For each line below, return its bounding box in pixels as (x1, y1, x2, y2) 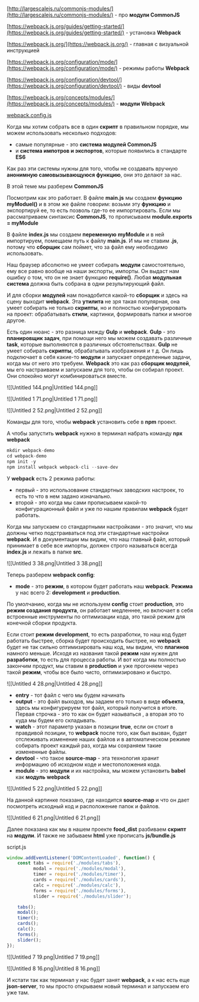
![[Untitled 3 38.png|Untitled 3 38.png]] (7, 559, 102, 566)
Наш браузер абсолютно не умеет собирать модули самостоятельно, (7, 261, 185, 268)
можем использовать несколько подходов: (7, 130, 117, 136)
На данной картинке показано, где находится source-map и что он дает (7, 796, 190, 803)
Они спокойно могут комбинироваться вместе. (7, 373, 127, 379)
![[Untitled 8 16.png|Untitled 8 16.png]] (7, 965, 100, 972)
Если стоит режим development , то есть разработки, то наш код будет (7, 630, 187, 638)
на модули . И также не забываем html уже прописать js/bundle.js (7, 832, 176, 839)
